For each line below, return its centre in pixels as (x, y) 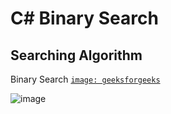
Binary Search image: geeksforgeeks (85, 79)
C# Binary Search (84, 18)
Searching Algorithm (76, 55)
